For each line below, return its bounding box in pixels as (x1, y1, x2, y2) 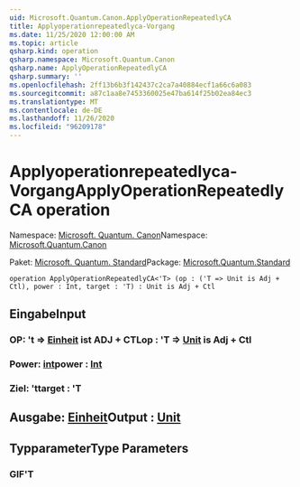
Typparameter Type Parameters (9, 440, 189, 456)
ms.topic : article (9, 38, 78, 48)
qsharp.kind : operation (9, 47, 99, 56)
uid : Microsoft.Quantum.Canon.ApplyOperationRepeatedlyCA (9, 13, 232, 23)
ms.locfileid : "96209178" (9, 123, 106, 132)
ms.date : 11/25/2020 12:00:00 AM (9, 30, 135, 39)
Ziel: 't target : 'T (9, 382, 82, 395)
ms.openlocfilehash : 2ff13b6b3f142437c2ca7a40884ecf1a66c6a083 (9, 80, 252, 89)
